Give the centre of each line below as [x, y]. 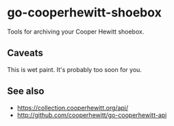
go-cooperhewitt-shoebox [85, 13]
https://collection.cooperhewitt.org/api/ [73, 108]
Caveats [25, 53]
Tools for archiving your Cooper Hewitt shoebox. [76, 32]
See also [26, 91]
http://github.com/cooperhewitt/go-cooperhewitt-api [92, 115]
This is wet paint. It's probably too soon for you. [75, 69]
